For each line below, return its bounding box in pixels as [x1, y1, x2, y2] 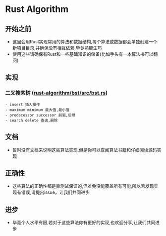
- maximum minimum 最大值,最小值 [5, 107, 70, 113]
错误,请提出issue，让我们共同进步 [21, 189, 90, 195]
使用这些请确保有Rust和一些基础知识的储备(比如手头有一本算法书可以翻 [12, 51, 158, 57]
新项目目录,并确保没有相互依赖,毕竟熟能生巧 [12, 45, 102, 51]
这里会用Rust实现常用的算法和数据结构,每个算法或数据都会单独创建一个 [12, 39, 158, 44]
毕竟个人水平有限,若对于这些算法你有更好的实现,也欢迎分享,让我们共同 [12, 220, 155, 226]
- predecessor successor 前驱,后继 [5, 113, 76, 118]
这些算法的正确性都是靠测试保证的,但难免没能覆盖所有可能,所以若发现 [12, 183, 154, 189]
